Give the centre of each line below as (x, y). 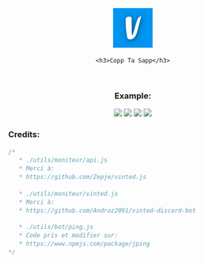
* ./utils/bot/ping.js (56, 227)
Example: (133, 96)
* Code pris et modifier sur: (68, 236)
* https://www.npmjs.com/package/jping (84, 244)
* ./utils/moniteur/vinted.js (68, 193)
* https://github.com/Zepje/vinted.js (83, 177)
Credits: (24, 135)
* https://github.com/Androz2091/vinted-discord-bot (107, 210)
